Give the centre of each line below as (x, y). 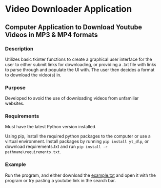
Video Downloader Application (69, 9)
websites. (15, 103)
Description (19, 48)
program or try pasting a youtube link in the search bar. (60, 180)
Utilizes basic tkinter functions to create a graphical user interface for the (79, 59)
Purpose (15, 88)
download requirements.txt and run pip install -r (56, 147)
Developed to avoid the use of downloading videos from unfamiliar (72, 98)
